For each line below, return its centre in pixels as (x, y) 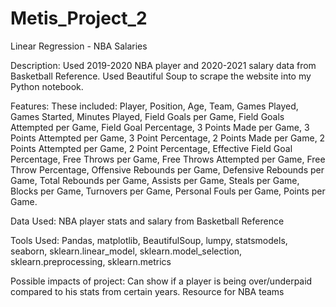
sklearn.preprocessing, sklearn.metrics (91, 261)
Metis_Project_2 (79, 18)
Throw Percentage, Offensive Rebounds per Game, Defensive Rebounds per (167, 169)
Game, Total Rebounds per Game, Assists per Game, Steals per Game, (155, 180)
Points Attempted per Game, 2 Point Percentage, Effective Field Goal (151, 148)
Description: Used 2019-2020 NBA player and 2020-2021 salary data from (163, 65)
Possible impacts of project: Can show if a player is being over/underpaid (161, 281)
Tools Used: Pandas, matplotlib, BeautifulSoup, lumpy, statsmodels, (149, 240)
